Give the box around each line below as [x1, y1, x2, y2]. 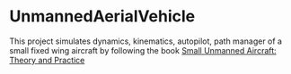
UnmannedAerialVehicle [9, 6, 196, 27]
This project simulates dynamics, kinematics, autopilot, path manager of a [9, 36, 283, 46]
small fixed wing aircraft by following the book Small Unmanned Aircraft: [9, 45, 277, 55]
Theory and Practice [9, 54, 85, 65]
